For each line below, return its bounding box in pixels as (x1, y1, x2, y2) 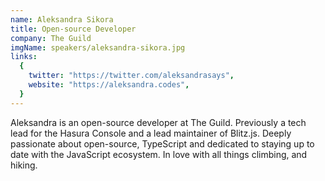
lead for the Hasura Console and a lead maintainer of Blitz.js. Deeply (10, 127, 292, 139)
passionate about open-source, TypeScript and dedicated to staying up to (10, 137, 315, 150)
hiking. (10, 159, 38, 171)
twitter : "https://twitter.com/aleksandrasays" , (28, 71, 235, 81)
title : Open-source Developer (10, 24, 137, 34)
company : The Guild (10, 33, 92, 43)
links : (10, 52, 38, 62)
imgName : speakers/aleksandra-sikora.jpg (10, 42, 186, 53)
